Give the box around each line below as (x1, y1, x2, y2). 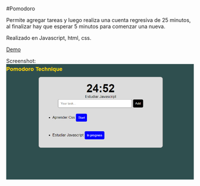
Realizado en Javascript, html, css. (6, 34, 92, 41)
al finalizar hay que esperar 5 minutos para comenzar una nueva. (6, 23, 165, 30)
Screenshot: (6, 58, 36, 64)
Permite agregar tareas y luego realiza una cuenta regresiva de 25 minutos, (6, 17, 191, 23)
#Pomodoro (6, 5, 36, 12)
